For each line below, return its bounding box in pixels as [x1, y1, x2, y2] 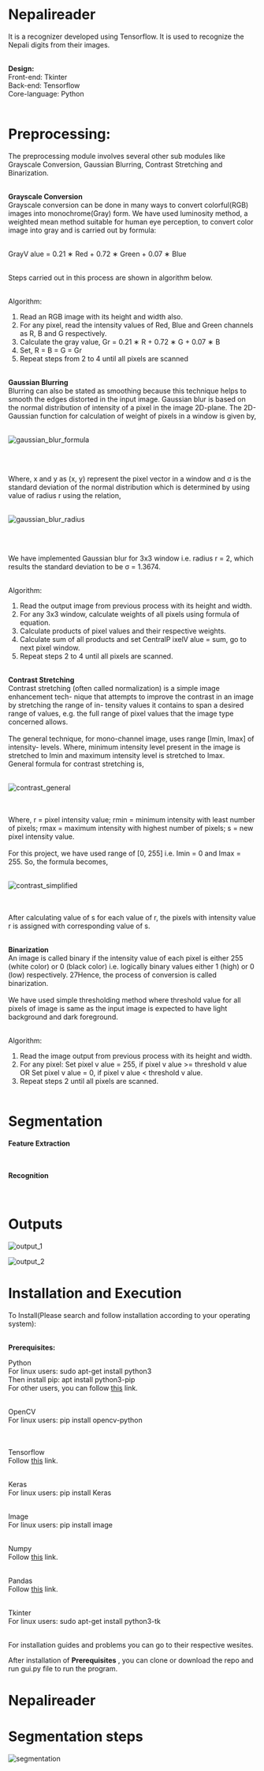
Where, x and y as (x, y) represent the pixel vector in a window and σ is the [8, 474, 251, 483]
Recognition [8, 1170, 49, 1180]
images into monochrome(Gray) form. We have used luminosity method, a [8, 208, 248, 218]
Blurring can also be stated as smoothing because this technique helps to [8, 386, 247, 395]
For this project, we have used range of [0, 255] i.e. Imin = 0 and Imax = [8, 848, 242, 858]
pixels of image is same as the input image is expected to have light [8, 1003, 228, 1013]
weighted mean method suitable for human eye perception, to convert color [8, 217, 254, 226]
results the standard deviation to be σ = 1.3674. [8, 561, 162, 571]
